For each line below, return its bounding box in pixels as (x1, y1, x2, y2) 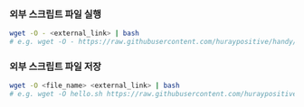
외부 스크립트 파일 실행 (9, 7, 102, 20)
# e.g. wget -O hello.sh (9, 90, 103, 99)
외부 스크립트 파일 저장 (9, 60, 102, 73)
